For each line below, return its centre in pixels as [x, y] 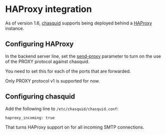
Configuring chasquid [40, 97]
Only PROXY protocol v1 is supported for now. [53, 80]
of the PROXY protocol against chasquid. [47, 61]
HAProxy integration [49, 9]
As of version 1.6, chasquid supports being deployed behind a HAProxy [78, 23]
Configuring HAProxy [39, 44]
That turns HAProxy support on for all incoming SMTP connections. [75, 127]
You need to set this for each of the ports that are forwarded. [68, 71]
